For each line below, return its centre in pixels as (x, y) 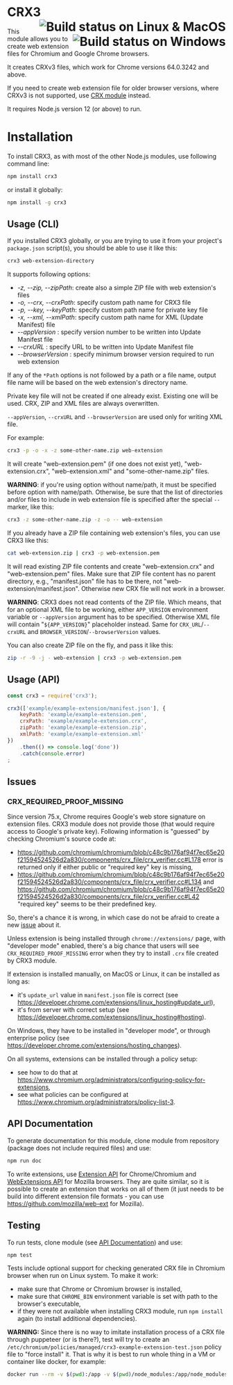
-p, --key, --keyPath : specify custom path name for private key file (112, 310)
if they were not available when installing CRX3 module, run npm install (120, 1311)
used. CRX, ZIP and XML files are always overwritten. (83, 404)
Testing (24, 1226)
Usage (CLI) (33, 224)
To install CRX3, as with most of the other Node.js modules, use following (112, 156)
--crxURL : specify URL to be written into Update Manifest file (105, 347)
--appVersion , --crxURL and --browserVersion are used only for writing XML (115, 417)
